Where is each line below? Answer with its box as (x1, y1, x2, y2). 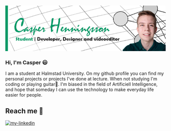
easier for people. (5, 92, 42, 98)
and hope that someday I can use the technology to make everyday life (5, 86, 154, 93)
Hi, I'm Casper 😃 (5, 59, 48, 66)
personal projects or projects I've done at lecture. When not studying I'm (5, 76, 158, 82)
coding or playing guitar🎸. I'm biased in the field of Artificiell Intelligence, (5, 81, 158, 88)
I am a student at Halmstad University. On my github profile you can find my (5, 70, 164, 76)
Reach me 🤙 (5, 107, 44, 115)
